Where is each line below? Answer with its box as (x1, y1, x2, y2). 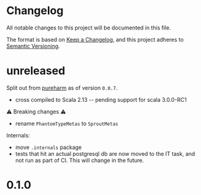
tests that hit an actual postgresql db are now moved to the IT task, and (15, 150, 195, 157)
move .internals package (15, 143, 82, 151)
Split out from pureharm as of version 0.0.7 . (6, 84, 118, 91)
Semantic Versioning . (6, 42, 60, 50)
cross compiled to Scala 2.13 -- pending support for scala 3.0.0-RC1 (15, 96, 187, 103)
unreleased (6, 64, 66, 78)
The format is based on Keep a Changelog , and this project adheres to (6, 36, 184, 43)
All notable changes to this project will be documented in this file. (6, 24, 172, 31)
